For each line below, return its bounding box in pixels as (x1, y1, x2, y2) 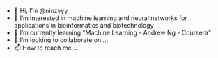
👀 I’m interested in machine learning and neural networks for (13, 14, 188, 22)
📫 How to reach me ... (13, 43, 79, 52)
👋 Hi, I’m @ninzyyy (13, 7, 68, 14)
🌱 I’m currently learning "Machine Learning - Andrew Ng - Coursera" (13, 28, 211, 37)
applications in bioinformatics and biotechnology (13, 21, 155, 29)
